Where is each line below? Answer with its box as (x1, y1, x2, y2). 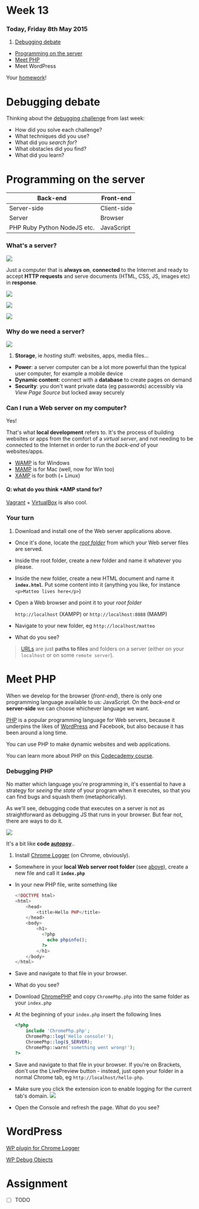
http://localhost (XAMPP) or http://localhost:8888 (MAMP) (14, 610, 168, 618)
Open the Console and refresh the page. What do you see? (14, 1103, 160, 1111)
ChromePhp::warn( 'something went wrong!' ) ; (26, 1044, 135, 1050)
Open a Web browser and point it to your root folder (14, 599, 142, 606)
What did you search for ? (14, 139, 77, 146)
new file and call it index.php (14, 869, 85, 876)
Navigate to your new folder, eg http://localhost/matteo (14, 622, 156, 629)
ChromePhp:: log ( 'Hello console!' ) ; (26, 1034, 114, 1040)
